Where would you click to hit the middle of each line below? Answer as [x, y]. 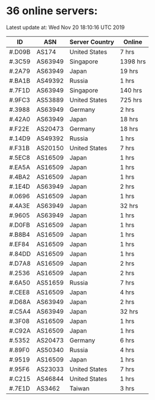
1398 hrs [133, 62]
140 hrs [131, 90]
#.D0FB [20, 225]
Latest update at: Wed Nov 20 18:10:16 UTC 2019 [66, 27]
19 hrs [129, 71]
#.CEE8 [20, 292]
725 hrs [131, 100]
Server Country [92, 41]
